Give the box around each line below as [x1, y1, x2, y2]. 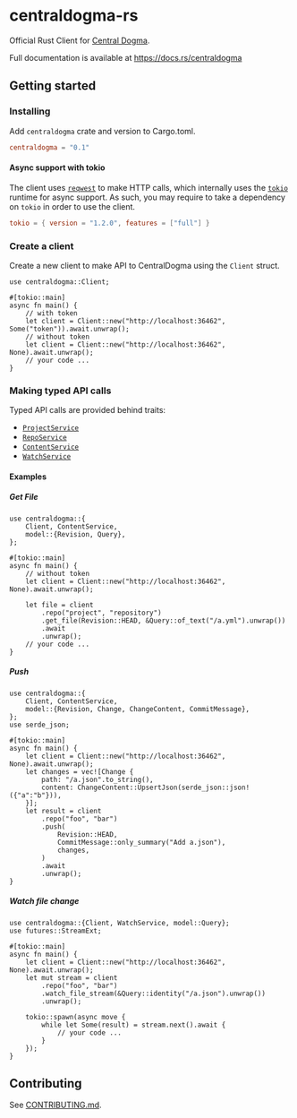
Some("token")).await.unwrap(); [9, 324, 130, 333]
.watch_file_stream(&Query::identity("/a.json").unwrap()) [41, 989, 267, 998]
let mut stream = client [25, 973, 118, 982]
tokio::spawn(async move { [25, 1012, 126, 1021]
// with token [25, 308, 78, 318]
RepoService [21, 434, 67, 443]
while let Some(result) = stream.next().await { [41, 1020, 226, 1029]
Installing [9, 105, 51, 117]
